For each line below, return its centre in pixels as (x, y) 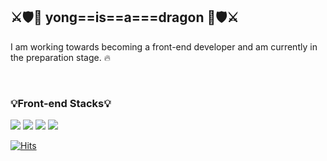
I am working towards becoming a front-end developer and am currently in (164, 46)
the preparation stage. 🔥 (60, 57)
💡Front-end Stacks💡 (61, 103)
